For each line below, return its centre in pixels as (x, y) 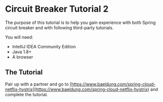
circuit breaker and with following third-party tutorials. (59, 27)
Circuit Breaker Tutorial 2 (57, 9)
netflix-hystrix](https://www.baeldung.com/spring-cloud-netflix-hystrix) (77, 89)
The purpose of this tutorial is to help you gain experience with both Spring (81, 22)
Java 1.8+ (22, 52)
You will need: (19, 37)
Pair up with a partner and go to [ (38, 84)
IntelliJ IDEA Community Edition (44, 46)
